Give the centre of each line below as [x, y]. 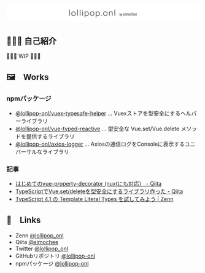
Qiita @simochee [37, 242]
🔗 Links [24, 220]
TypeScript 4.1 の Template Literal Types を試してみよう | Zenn [94, 199]
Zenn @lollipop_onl [39, 235]
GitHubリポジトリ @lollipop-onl [55, 256]
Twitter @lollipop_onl [42, 248]
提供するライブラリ [50, 136]
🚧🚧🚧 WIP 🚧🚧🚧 [24, 56]
